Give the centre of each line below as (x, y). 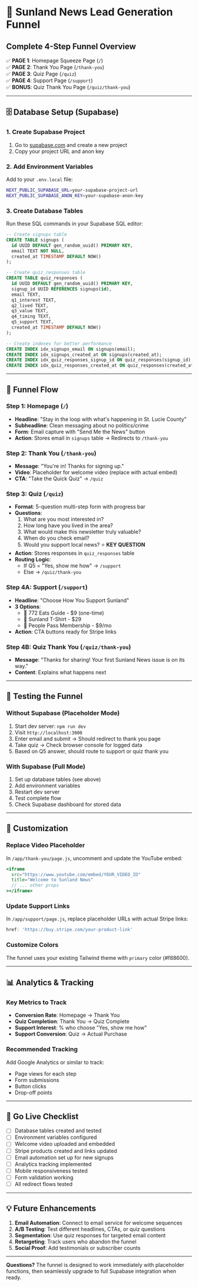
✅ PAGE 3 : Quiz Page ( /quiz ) (41, 74)
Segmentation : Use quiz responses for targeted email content (90, 1235)
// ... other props (35, 886)
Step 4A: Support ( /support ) (47, 587)
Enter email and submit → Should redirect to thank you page (88, 739)
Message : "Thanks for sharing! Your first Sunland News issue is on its (100, 660)
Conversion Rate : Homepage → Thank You (67, 1015)
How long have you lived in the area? (68, 525)
